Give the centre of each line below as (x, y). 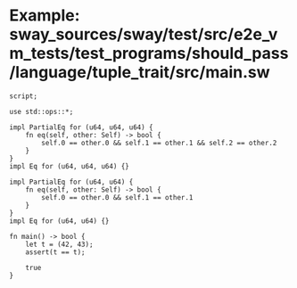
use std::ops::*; (41, 111)
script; (24, 96)
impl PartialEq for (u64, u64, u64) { (81, 127)
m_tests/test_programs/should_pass (149, 53)
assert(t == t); (56, 252)
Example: (45, 16)
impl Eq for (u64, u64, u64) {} (69, 166)
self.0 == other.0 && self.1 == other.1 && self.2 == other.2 (159, 143)
